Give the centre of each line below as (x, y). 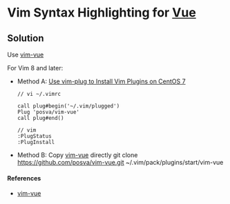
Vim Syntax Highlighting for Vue (102, 13)
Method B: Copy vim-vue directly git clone (77, 155)
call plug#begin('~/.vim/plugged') (68, 106)
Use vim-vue (26, 54)
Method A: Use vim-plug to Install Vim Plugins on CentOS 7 (101, 81)
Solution (26, 38)
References (24, 178)
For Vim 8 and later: (35, 68)
